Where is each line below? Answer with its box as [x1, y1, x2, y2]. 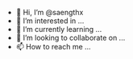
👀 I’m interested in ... [15, 16, 85, 26]
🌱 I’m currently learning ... [15, 25, 102, 33]
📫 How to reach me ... [15, 42, 91, 51]
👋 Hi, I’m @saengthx [15, 8, 84, 17]
